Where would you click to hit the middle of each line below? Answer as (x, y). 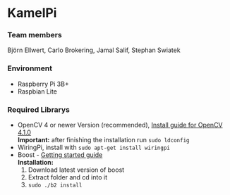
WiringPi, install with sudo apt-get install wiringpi (94, 147)
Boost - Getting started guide (60, 155)
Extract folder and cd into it (68, 177)
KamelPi (32, 13)
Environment (30, 68)
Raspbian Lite (37, 91)
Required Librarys (39, 109)
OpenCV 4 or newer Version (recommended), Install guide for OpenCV (120, 125)
